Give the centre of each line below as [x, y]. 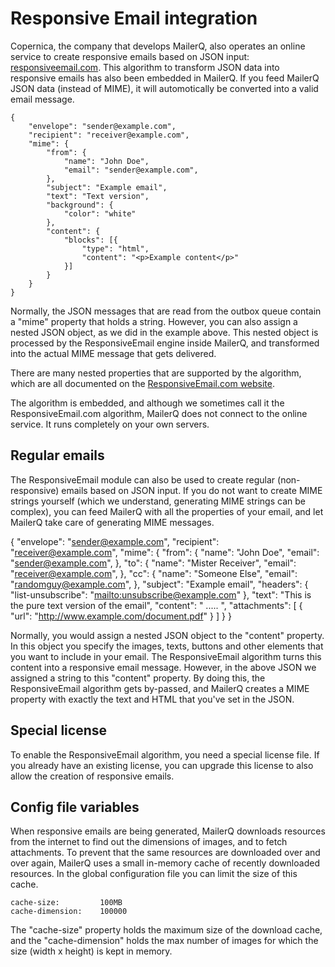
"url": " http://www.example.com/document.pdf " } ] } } [121, 616]
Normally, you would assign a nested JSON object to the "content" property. [167, 635]
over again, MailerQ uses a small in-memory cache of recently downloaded [165, 863]
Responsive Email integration [134, 18]
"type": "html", [115, 248]
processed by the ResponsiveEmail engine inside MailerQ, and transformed [165, 343]
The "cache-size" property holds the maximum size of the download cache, [166, 930]
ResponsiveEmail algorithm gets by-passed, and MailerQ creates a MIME [160, 688]
